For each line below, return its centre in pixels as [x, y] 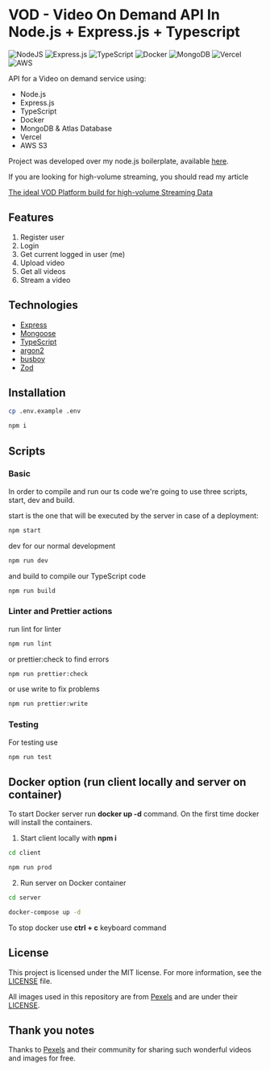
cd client [25, 853]
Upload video [42, 263]
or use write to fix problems [54, 689]
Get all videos [43, 271]
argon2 [32, 350]
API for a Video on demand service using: [77, 78]
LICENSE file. [30, 981]
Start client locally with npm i [68, 838]
